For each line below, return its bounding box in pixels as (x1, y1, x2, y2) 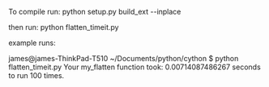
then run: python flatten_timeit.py (8, 23, 119, 31)
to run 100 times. (8, 71, 65, 80)
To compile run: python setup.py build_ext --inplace (8, 7, 181, 16)
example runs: (8, 38, 56, 48)
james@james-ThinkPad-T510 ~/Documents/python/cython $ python (8, 54, 239, 63)
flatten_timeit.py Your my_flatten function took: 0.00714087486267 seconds (8, 62, 261, 72)
